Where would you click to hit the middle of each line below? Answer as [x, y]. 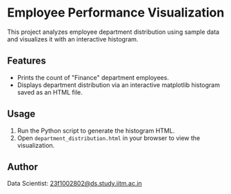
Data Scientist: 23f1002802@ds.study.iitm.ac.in [75, 184]
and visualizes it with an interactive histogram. [73, 39]
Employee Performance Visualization [116, 13]
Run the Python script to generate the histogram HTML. [96, 130]
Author [22, 167]
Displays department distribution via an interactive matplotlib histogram [119, 85]
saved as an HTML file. [50, 92]
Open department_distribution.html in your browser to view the [109, 138]
